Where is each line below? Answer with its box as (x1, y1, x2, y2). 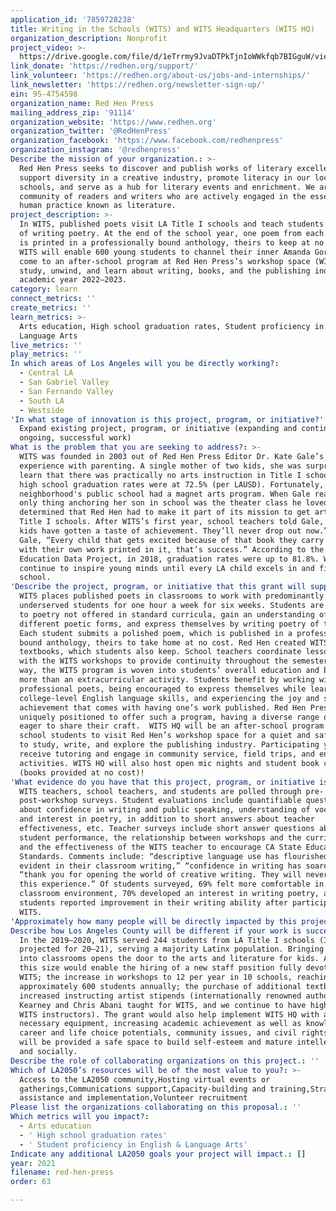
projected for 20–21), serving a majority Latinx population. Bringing (19, 944, 325, 955)
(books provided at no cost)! (19, 767, 145, 778)
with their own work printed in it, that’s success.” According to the (19, 544, 325, 555)
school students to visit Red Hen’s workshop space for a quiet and (19, 731, 311, 741)
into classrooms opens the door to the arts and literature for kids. (19, 954, 320, 964)
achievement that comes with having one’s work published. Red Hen (19, 702, 307, 713)
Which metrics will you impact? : (10, 1112, 150, 1122)
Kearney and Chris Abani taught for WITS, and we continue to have (19, 1000, 307, 1010)
